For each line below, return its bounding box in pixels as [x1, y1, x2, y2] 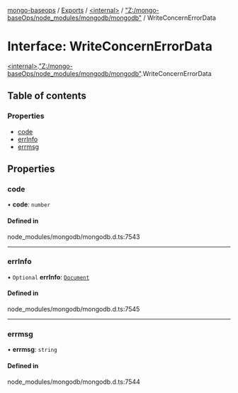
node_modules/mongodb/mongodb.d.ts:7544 [7, 377, 140, 386]
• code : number [7, 200, 51, 209]
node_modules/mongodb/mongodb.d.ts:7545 [7, 305, 140, 314]
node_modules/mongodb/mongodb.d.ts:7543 [7, 232, 140, 240]
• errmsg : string [7, 345, 58, 354]
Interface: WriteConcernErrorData [7, 38, 212, 55]
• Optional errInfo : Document [7, 272, 90, 281]
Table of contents [7, 90, 86, 102]
